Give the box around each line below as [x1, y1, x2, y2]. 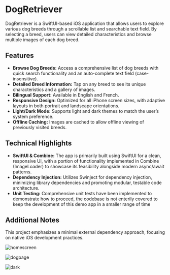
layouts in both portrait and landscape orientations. [12, 103, 120, 109]
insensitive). [12, 75, 38, 82]
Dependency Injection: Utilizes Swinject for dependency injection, [12, 174, 152, 180]
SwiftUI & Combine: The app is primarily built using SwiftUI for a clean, [12, 152, 161, 159]
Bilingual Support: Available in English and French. [12, 91, 119, 98]
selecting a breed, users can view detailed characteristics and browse [5, 31, 152, 37]
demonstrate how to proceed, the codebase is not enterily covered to [12, 196, 158, 202]
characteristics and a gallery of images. [12, 86, 95, 93]
